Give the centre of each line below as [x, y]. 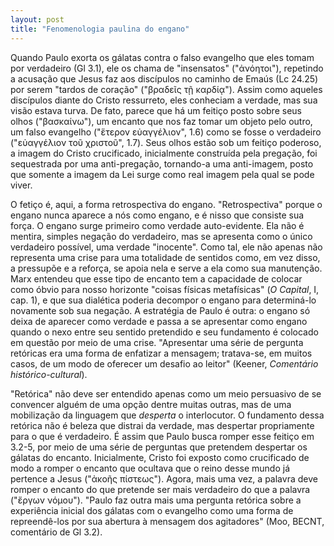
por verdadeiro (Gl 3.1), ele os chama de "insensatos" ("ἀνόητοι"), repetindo [167, 68]
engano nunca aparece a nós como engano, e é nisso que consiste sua [157, 215]
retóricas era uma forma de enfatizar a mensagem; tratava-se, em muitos [161, 353]
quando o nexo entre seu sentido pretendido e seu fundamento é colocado [164, 332]
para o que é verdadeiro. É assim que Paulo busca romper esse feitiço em [162, 436]
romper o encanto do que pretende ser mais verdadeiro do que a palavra [160, 489]
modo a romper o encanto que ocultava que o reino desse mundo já [150, 468]
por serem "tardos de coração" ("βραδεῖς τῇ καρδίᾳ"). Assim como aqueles [166, 89]
